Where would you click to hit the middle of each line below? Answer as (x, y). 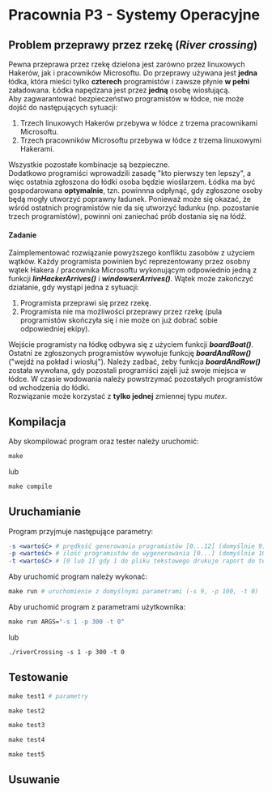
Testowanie (38, 677)
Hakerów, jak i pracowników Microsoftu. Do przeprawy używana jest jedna (133, 73)
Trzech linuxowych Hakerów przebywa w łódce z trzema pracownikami (138, 123)
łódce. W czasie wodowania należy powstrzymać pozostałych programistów (136, 379)
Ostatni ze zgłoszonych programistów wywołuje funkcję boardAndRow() (130, 353)
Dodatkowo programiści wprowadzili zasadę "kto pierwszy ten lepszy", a (130, 173)
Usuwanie (34, 780)
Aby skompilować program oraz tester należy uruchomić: (104, 441)
